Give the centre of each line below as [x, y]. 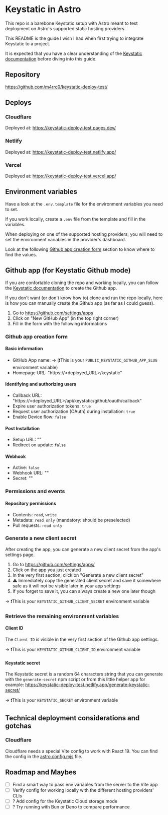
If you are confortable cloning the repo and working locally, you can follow [82, 283]
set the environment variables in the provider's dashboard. [66, 239]
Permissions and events [35, 491]
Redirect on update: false [39, 445]
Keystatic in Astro [43, 9]
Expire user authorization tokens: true [52, 406]
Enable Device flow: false [39, 417]
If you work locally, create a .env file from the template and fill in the [75, 219]
